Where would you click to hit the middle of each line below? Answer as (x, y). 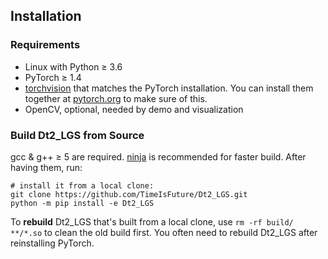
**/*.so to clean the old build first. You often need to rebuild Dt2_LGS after (164, 232)
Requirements (45, 45)
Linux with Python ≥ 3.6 (73, 66)
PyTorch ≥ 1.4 (53, 77)
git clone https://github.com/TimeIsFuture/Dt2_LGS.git (129, 194)
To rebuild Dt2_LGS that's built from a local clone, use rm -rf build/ (152, 221)
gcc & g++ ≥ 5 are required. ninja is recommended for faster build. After (158, 156)
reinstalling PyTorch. (52, 243)
